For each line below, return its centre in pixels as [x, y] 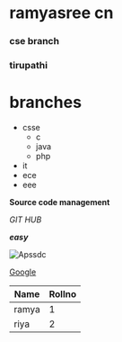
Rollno [63, 293]
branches [46, 103]
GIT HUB [26, 220]
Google [23, 272]
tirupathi [28, 66]
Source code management [60, 202]
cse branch [35, 41]
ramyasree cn [61, 13]
